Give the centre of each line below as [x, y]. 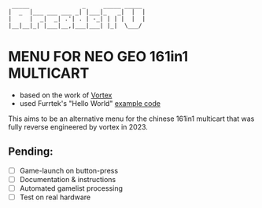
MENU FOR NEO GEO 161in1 [98, 57]
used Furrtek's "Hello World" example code [90, 103]
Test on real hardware [55, 197]
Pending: [31, 152]
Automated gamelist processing [71, 188]
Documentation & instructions [68, 179]
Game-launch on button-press [69, 170]
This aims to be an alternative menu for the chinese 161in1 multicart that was [131, 119]
